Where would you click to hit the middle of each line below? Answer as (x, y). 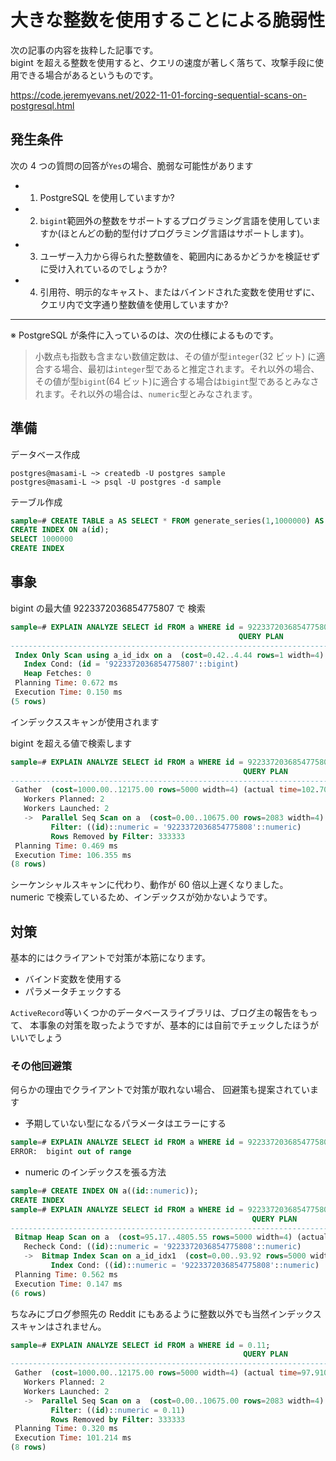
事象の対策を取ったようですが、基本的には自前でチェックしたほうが (178, 1025)
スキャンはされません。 (58, 1326)
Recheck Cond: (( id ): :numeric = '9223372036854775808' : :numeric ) (162, 1247)
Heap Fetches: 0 (57, 674)
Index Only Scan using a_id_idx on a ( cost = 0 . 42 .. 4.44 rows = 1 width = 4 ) (169, 655)
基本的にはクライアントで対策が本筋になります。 (111, 958)
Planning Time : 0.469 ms (66, 846)
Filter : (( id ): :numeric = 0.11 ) (118, 1410)
